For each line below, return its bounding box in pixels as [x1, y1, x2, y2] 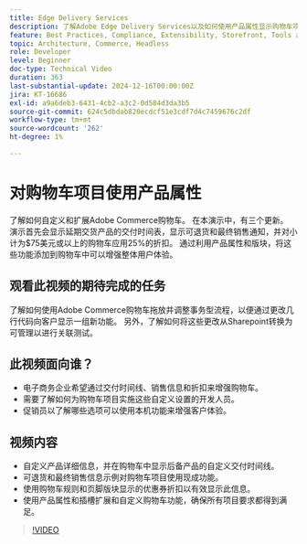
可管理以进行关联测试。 [9, 326, 98, 338]
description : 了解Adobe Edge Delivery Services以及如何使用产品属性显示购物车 [9, 22, 293, 31]
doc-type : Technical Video [9, 65, 112, 74]
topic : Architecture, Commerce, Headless [9, 38, 170, 48]
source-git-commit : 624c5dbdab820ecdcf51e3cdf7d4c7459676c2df [9, 107, 251, 116]
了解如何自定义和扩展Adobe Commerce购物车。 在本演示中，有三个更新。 [9, 214, 289, 225]
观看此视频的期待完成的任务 [9, 278, 166, 293]
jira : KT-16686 [9, 90, 68, 99]
